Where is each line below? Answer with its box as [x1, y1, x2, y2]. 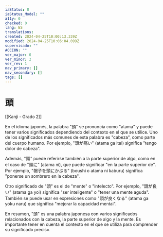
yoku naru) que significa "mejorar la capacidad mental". [5, 201, 117, 206]
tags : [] [5, 75, 23, 80]
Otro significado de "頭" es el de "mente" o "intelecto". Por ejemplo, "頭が [5, 183, 153, 189]
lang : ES [5, 25, 23, 30]
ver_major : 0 [5, 52, 32, 57]
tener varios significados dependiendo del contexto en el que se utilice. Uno [5, 129, 158, 135]
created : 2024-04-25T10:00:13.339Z [5, 34, 77, 39]
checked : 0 [5, 20, 27, 26]
